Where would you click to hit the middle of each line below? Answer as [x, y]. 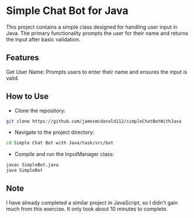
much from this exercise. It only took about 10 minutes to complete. [87, 209]
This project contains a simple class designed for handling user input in [92, 27]
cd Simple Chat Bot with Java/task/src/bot [60, 143]
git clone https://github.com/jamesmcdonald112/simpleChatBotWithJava [94, 121]
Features [22, 58]
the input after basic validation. [43, 39]
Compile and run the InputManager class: [64, 154]
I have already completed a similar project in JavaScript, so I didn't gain [92, 202]
